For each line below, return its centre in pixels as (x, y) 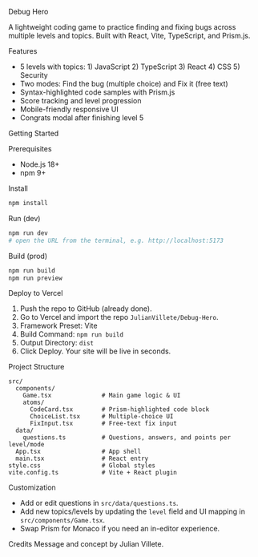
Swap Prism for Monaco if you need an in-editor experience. (120, 529)
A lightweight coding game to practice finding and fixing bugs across (122, 27)
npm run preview (35, 278)
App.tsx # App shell (79, 452)
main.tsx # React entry (82, 459)
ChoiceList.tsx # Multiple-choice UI (101, 417)
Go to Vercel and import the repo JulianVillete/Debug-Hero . (119, 317)
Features (23, 51)
